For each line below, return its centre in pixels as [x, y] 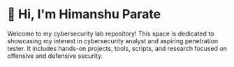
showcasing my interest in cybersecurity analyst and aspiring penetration [113, 40]
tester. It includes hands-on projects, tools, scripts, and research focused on [117, 48]
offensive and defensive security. [55, 56]
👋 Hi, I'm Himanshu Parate [84, 14]
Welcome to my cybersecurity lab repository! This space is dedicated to [111, 33]
